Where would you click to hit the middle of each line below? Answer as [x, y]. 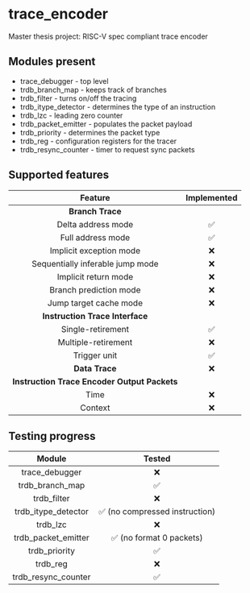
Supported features [59, 175]
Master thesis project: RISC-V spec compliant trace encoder [108, 36]
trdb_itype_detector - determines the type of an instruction [118, 106]
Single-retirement [95, 329]
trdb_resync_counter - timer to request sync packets [107, 149]
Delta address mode [95, 224]
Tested [157, 458]
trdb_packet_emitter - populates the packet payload [106, 124]
